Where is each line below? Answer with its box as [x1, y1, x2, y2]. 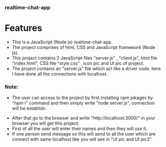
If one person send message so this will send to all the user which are [11, 131, 156, 137]
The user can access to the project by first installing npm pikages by [11, 94, 153, 101]
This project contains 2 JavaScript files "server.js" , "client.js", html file [11, 54, 157, 61]
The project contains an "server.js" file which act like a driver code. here [11, 65, 161, 71]
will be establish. [11, 105, 47, 111]
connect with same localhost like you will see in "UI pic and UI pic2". [11, 136, 153, 142]
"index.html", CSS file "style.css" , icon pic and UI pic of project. [11, 60, 144, 66]
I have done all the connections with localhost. [11, 70, 108, 76]
